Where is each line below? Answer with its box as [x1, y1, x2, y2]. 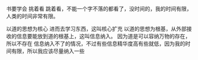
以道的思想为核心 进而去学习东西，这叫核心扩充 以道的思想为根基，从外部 [6, 26, 187, 32]
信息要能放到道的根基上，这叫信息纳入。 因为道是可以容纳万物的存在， [16, 33, 191, 40]
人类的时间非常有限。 [6, 12, 58, 20]
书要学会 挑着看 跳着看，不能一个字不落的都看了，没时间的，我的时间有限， [6, 5, 192, 12]
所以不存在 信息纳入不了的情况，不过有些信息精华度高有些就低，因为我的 [6, 40, 185, 47]
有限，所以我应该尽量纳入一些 [11, 48, 85, 55]
